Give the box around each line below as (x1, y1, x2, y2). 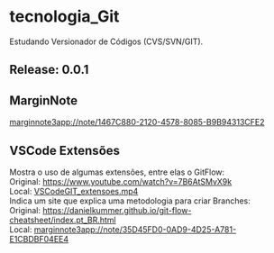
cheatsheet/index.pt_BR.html (9, 214, 116, 225)
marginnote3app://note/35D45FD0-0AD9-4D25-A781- (33, 223, 237, 235)
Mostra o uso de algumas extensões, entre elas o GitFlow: (9, 167, 225, 177)
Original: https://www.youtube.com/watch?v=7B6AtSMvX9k (9, 176, 233, 186)
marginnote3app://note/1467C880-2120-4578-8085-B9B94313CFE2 (9, 117, 265, 128)
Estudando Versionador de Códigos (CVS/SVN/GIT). (9, 36, 204, 47)
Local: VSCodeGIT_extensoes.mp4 (9, 185, 139, 196)
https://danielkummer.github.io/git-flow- (41, 204, 192, 215)
